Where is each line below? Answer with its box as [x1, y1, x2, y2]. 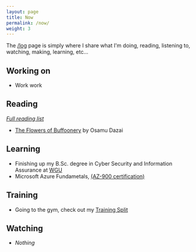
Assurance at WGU [14, 166, 63, 173]
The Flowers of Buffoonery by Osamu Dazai [14, 127, 123, 134]
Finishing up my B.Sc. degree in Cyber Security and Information [14, 160, 173, 167]
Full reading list [6, 115, 44, 122]
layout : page [6, 8, 39, 15]
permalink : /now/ [6, 20, 50, 26]
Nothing [14, 239, 35, 247]
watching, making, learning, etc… [6, 49, 89, 56]
